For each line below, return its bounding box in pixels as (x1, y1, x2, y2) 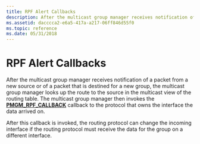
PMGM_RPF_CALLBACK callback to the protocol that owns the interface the (6, 102, 193, 109)
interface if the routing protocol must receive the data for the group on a (6, 126, 183, 133)
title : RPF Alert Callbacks (6, 8, 76, 15)
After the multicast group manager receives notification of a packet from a (6, 76, 189, 83)
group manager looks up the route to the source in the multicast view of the (6, 89, 192, 96)
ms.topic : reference (6, 25, 58, 32)
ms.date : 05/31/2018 (6, 31, 58, 37)
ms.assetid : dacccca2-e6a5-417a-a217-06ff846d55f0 (6, 20, 135, 26)
